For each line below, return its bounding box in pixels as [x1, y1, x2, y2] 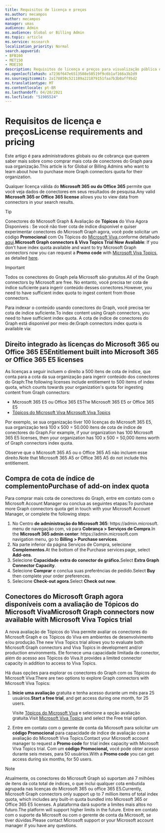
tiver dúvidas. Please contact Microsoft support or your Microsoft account [5, 817, 154, 823]
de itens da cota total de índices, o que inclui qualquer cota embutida [5, 780, 145, 786]
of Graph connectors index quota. [5, 440, 74, 446]
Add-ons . [12, 552, 32, 558]
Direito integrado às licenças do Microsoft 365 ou [5, 340, 160, 348]
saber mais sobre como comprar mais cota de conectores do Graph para [5, 158, 153, 164]
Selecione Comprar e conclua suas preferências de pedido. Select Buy [12, 568, 156, 573]
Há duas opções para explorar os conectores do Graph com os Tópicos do [5, 670, 156, 676]
